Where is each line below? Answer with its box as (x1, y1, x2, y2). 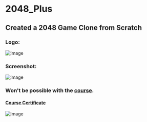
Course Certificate (5, 100, 46, 106)
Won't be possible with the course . (5, 87, 94, 94)
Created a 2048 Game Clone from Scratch (5, 23, 142, 32)
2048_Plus (5, 3, 53, 15)
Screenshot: (5, 63, 37, 70)
